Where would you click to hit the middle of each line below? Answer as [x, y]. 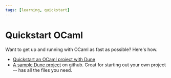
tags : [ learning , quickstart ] [38, 10]
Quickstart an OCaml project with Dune [54, 59]
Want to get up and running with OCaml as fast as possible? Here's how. [81, 49]
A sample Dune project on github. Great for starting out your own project [89, 65]
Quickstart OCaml [44, 35]
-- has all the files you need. [42, 70]
